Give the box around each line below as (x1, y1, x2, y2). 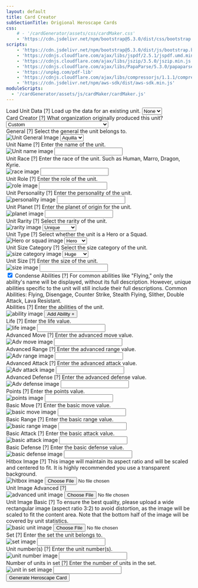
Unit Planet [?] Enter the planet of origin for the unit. (6, 203, 132, 210)
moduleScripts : (6, 86, 44, 92)
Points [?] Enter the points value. (6, 388, 85, 395)
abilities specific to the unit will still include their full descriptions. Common (6, 284, 187, 291)
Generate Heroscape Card (9, 574, 67, 581)
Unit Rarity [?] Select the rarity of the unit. (6, 217, 107, 225)
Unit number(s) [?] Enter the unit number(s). (6, 545, 113, 553)
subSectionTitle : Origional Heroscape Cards (6, 20, 117, 25)
